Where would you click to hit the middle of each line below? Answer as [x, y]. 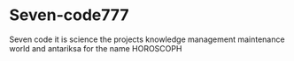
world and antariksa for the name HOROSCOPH [96, 48]
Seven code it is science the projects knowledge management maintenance [147, 39]
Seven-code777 [69, 15]
